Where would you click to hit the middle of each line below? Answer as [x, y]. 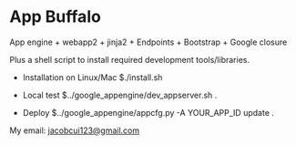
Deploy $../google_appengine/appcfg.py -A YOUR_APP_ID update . [148, 112]
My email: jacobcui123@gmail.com [75, 130]
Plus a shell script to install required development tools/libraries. [130, 59]
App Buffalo [56, 17]
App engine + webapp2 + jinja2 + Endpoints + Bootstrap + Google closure [148, 42]
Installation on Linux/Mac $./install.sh [92, 77]
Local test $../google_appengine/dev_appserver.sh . [120, 95]
